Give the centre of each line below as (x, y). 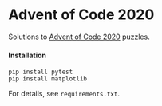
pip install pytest (41, 72)
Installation (27, 55)
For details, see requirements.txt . (64, 94)
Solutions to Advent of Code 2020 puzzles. (79, 37)
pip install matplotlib (48, 79)
